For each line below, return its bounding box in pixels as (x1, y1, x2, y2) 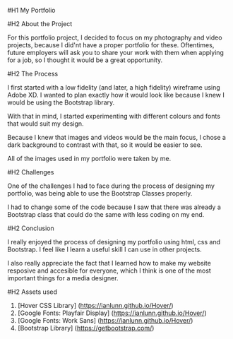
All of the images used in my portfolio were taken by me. (7, 155, 172, 162)
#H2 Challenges (7, 168, 54, 176)
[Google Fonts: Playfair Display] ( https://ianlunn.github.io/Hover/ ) (17, 309, 207, 317)
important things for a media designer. (7, 274, 119, 282)
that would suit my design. (7, 119, 84, 128)
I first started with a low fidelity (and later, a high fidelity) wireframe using (7, 83, 220, 91)
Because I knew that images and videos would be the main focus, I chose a (7, 133, 226, 141)
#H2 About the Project (7, 20, 73, 28)
